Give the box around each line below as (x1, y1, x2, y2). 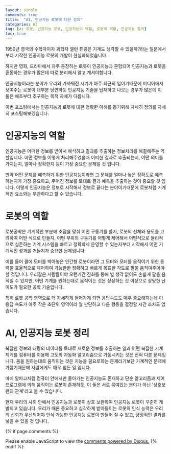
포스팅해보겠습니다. (10, 110, 50, 116)
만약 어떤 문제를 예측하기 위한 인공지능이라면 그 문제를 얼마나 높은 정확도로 (5, 172, 154, 178)
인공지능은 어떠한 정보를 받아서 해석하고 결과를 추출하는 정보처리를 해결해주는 (5, 148, 160, 154)
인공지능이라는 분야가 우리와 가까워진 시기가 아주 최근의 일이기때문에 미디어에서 (5, 80, 164, 86)
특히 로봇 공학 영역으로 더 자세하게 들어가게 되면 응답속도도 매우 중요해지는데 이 (5, 295, 163, 301)
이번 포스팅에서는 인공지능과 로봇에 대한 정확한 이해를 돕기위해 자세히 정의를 (5, 104, 157, 110)
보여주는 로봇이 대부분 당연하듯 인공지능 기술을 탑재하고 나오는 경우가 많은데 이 (5, 87, 162, 92)
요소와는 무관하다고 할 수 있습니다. (14, 190, 83, 197)
